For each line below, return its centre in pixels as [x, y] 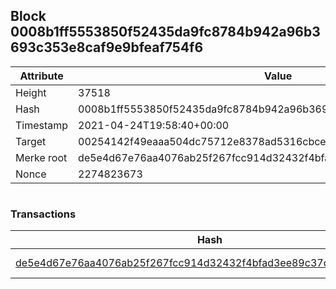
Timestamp [42, 125]
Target [31, 141]
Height [31, 92]
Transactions [43, 214]
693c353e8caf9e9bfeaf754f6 [107, 47]
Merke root [41, 157]
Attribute [41, 76]
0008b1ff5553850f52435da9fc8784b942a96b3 [165, 32]
